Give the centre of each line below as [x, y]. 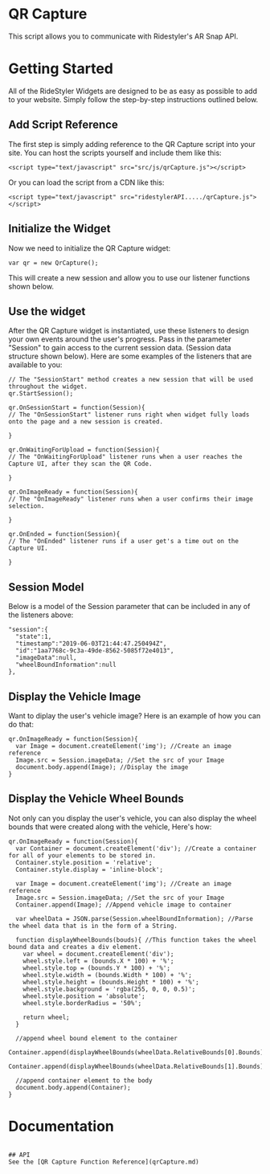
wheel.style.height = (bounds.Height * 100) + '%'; [111, 982]
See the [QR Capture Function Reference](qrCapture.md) [104, 1162]
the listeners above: [41, 615]
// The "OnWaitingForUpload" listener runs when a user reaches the [125, 457]
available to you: [35, 365]
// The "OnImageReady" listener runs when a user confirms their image [131, 499]
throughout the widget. [48, 387]
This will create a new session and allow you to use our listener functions [129, 277]
